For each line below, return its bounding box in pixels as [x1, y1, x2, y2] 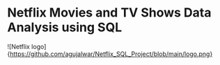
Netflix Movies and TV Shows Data [7, 5, 212, 21]
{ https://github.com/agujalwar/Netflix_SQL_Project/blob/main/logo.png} [7, 50, 213, 58]
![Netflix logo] [7, 42, 47, 50]
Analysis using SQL [7, 19, 123, 35]
